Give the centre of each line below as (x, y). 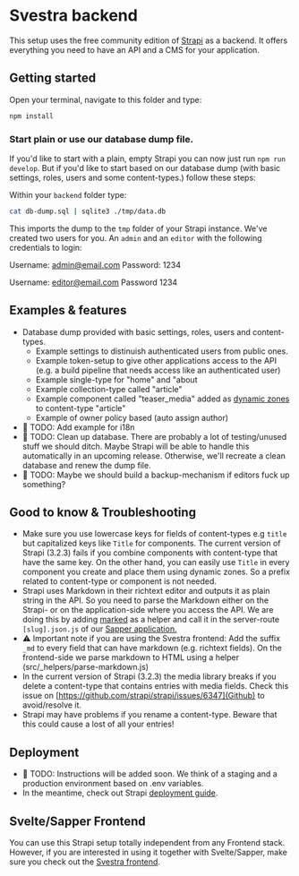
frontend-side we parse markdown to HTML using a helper (131, 657)
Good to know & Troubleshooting (103, 512)
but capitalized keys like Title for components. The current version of (151, 544)
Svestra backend (74, 16)
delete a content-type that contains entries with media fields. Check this (155, 686)
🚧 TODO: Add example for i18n (78, 427)
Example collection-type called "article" (109, 389)
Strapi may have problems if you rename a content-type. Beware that (149, 715)
